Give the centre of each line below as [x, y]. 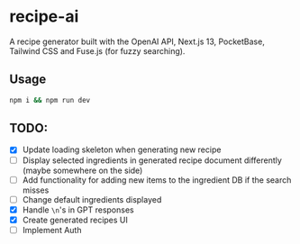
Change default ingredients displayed [92, 199]
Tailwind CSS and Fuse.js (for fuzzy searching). [97, 50]
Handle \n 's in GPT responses [78, 210]
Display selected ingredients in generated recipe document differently [152, 160]
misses [36, 190]
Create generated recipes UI [75, 220]
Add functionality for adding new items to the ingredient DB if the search [157, 180]
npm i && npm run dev [50, 100]
